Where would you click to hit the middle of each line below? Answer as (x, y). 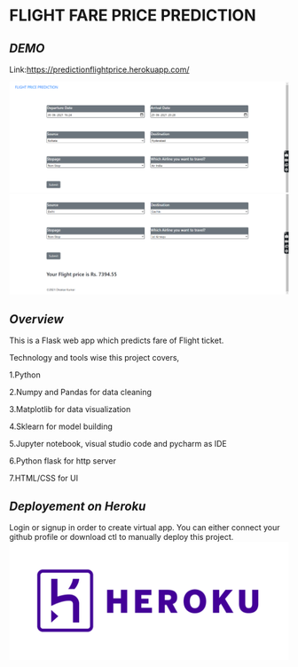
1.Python (25, 375)
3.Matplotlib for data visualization (70, 409)
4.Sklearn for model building (61, 426)
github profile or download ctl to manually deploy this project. (122, 537)
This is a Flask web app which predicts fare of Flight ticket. (117, 341)
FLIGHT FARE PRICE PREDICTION (133, 16)
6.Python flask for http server (63, 461)
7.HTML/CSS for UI (43, 478)
